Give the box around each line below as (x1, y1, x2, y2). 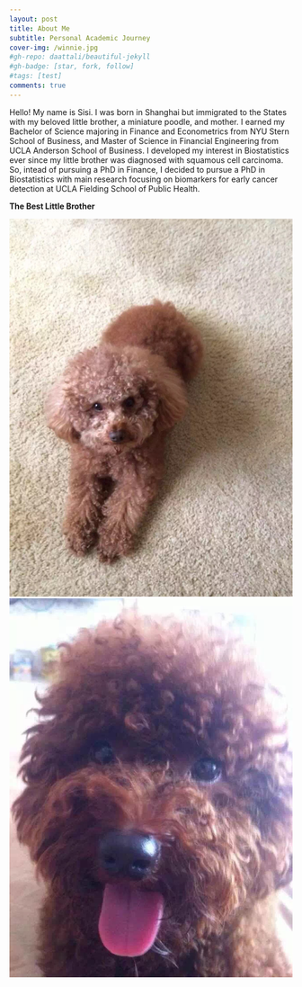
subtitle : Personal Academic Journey (9, 33, 151, 42)
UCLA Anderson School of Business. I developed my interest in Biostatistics (9, 145, 289, 156)
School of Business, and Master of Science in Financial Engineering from (9, 135, 280, 146)
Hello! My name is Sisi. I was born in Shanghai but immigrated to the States (9, 106, 288, 117)
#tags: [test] (9, 72, 63, 81)
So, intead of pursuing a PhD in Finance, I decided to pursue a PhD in (9, 164, 265, 175)
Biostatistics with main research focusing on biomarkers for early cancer (9, 174, 279, 184)
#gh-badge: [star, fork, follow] (9, 62, 135, 71)
